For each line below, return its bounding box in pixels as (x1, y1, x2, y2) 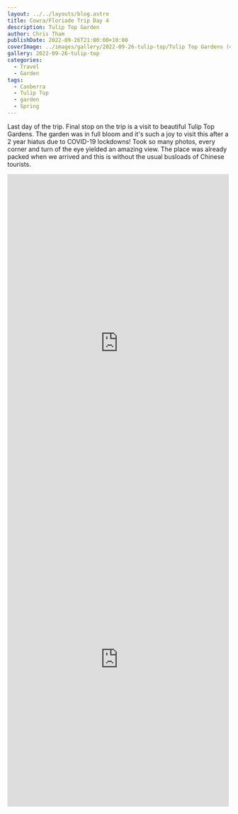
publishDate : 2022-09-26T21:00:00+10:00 (7, 37, 129, 44)
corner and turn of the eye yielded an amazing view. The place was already (7, 145, 227, 153)
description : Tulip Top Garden (7, 23, 100, 31)
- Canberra (13, 83, 46, 90)
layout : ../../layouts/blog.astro (7, 10, 110, 18)
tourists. (7, 160, 32, 168)
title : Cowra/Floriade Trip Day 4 (7, 17, 110, 24)
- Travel (13, 63, 40, 70)
